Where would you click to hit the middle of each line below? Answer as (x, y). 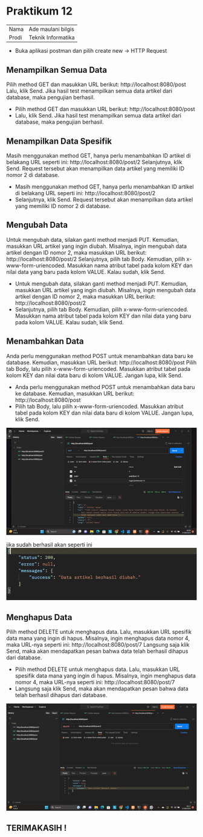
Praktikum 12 (40, 11)
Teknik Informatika (52, 37)
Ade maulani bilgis (51, 29)
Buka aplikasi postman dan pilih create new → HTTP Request (91, 51)
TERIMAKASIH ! (37, 828)
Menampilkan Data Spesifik (59, 141)
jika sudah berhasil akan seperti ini (49, 544)
